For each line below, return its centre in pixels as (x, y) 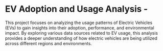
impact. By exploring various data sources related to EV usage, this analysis (81, 33)
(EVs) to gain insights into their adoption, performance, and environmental (80, 27)
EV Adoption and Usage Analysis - (76, 9)
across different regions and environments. (48, 43)
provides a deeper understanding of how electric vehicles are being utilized (81, 38)
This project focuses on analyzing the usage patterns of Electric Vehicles (79, 23)
